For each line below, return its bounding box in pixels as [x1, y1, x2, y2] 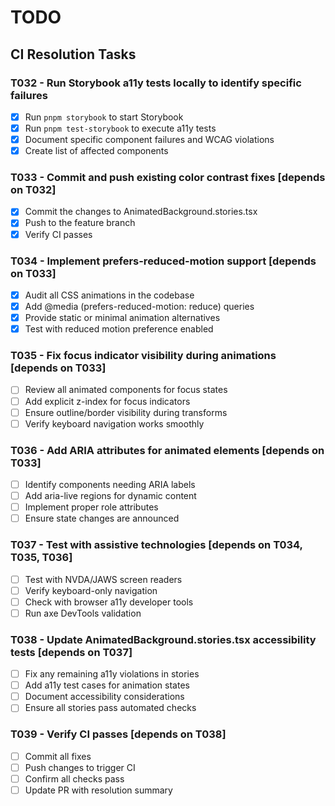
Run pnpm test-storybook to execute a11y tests [24, 122, 217, 134]
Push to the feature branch [24, 217, 136, 229]
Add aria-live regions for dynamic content [24, 490, 197, 502]
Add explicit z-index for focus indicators [24, 395, 191, 407]
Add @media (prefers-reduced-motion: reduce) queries [24, 300, 255, 312]
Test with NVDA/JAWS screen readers [24, 573, 183, 585]
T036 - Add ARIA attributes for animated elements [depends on [10, 443, 325, 457]
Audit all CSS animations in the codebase [24, 289, 195, 301]
